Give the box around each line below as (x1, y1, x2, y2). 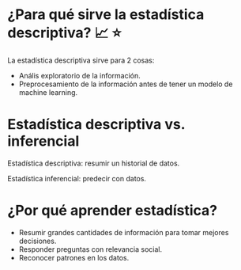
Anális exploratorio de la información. (18, 70, 141, 80)
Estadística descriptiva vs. (7, 116, 186, 134)
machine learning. (18, 87, 78, 97)
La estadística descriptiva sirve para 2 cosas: (7, 55, 155, 65)
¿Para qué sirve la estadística (7, 6, 205, 24)
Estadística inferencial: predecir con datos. (7, 173, 147, 183)
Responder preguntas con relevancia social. (18, 244, 163, 254)
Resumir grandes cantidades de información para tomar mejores (18, 227, 229, 237)
